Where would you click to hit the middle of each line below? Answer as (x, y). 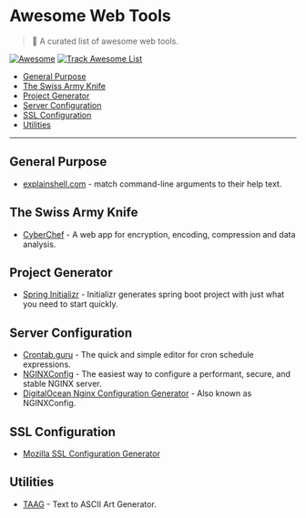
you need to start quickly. (70, 304)
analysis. (39, 244)
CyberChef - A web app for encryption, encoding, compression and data (159, 234)
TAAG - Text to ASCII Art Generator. (89, 504)
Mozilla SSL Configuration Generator (92, 453)
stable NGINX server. (62, 384)
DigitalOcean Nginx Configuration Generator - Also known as (137, 393)
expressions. (46, 364)
